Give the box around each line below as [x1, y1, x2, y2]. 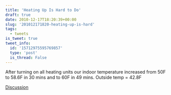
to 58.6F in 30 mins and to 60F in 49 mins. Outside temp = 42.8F [5, 75, 142, 81]
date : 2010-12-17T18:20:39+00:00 [5, 17, 77, 22]
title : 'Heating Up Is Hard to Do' [5, 7, 81, 13]
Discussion [5, 84, 29, 90]
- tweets [10, 31, 29, 36]
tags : [5, 27, 17, 32]
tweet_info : [5, 41, 31, 46]
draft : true [5, 12, 31, 17]
